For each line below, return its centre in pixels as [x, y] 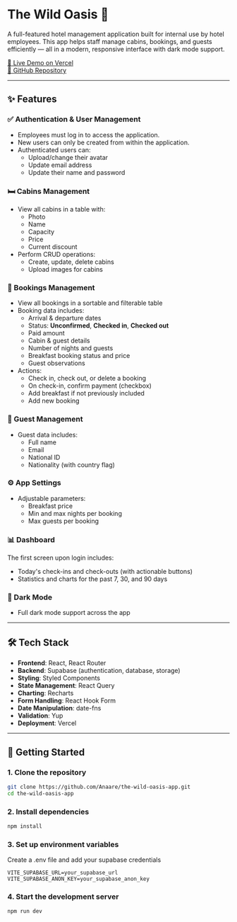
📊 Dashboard [31, 539]
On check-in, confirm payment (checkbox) [90, 386]
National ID [44, 457]
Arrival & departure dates [65, 318]
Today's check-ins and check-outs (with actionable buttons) [105, 572]
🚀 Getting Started [46, 752]
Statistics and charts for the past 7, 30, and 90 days [92, 579]
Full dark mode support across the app [74, 613]
